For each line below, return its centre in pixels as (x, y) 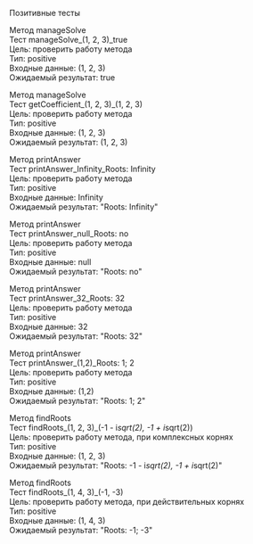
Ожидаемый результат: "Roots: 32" (76, 336)
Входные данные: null (50, 262)
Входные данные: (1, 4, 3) (57, 520)
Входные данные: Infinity (57, 197)
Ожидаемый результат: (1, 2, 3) (69, 142)
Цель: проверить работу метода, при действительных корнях (127, 502)
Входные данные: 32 (49, 326)
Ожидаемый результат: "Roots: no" (76, 272)
